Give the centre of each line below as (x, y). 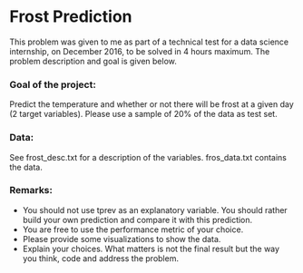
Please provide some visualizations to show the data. (122, 239)
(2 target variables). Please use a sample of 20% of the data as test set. (144, 114)
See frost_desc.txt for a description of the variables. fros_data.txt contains (148, 157)
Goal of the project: (53, 84)
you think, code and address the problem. (101, 258)
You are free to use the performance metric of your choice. (133, 229)
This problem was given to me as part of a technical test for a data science (149, 42)
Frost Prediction (71, 17)
